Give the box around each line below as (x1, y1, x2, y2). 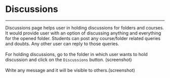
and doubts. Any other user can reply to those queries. (5, 40, 119, 46)
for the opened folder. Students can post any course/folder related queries (5, 35, 161, 41)
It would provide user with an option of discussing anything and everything (5, 30, 161, 36)
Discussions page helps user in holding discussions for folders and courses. (5, 24, 164, 30)
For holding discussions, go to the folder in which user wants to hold (5, 51, 148, 57)
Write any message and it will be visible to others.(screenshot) (5, 67, 135, 73)
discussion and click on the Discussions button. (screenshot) (5, 56, 133, 62)
